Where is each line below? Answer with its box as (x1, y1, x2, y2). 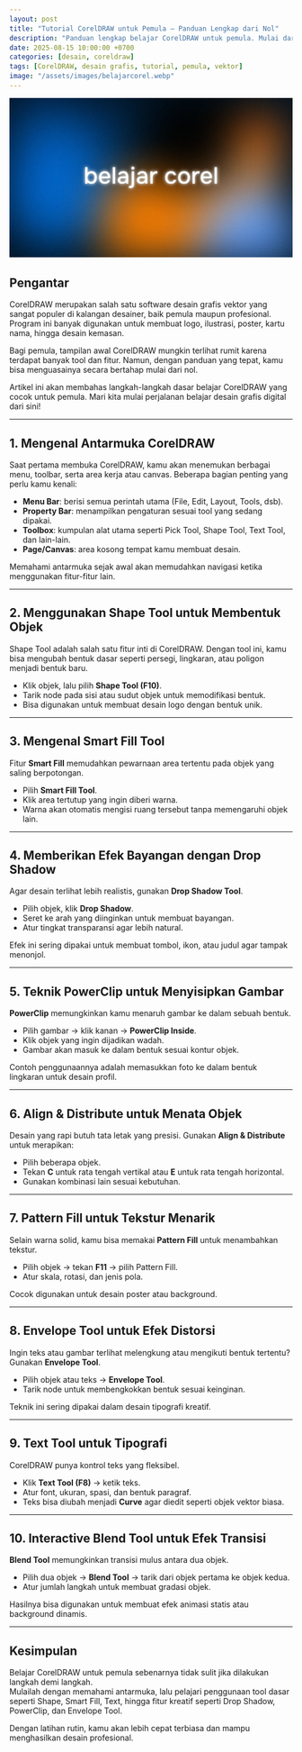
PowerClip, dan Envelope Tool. (9, 1705, 123, 1716)
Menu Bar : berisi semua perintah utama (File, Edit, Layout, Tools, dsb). (22, 496, 284, 506)
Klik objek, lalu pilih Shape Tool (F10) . (22, 680, 162, 691)
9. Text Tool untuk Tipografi (9, 1436, 168, 1451)
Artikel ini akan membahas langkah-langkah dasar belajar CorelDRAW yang (9, 382, 288, 393)
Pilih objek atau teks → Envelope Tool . (22, 1374, 165, 1384)
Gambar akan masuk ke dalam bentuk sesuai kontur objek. (22, 1045, 240, 1056)
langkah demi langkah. (9, 1676, 93, 1688)
